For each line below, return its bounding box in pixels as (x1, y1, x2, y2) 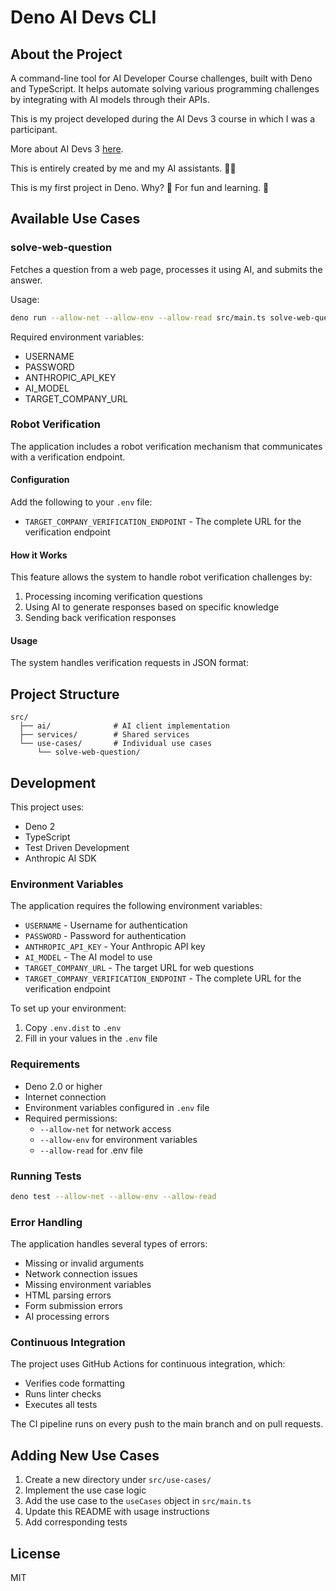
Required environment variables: (10, 331, 145, 343)
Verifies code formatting (24, 1377, 126, 1390)
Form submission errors (24, 1300, 124, 1312)
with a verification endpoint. (10, 451, 126, 463)
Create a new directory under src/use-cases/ (24, 1474, 212, 1486)
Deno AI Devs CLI (10, 6, 157, 29)
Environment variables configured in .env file (24, 1101, 210, 1113)
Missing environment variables (24, 1279, 152, 1291)
